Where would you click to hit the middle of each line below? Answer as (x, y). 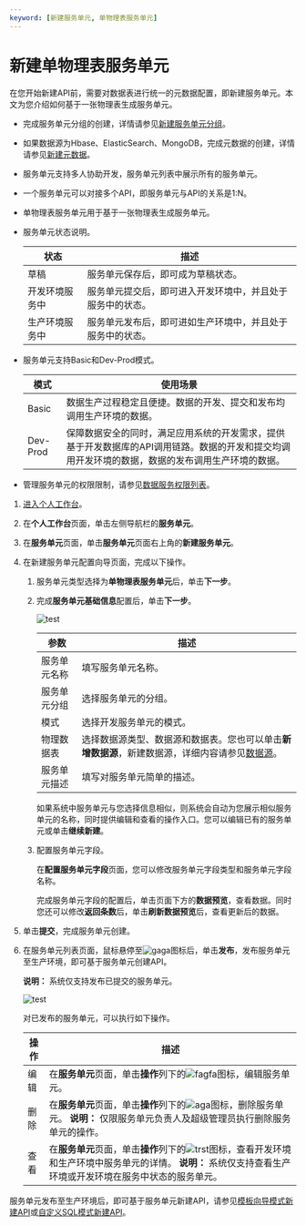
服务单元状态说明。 (59, 231)
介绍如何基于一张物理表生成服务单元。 (105, 104)
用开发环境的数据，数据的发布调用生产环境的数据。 (175, 460)
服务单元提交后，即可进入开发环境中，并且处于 (188, 291)
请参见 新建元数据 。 (59, 154)
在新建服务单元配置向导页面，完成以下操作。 (107, 562)
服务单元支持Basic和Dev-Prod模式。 (91, 360)
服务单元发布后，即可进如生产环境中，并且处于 (188, 322)
